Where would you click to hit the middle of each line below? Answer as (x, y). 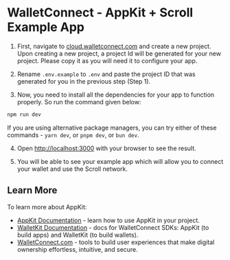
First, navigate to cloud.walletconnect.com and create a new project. (114, 46)
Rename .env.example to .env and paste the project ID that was (106, 74)
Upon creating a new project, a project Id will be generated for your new (119, 54)
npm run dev (24, 115)
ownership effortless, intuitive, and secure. (78, 249)
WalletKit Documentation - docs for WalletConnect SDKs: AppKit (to (113, 227)
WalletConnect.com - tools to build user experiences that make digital (116, 242)
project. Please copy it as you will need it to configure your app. (107, 60)
